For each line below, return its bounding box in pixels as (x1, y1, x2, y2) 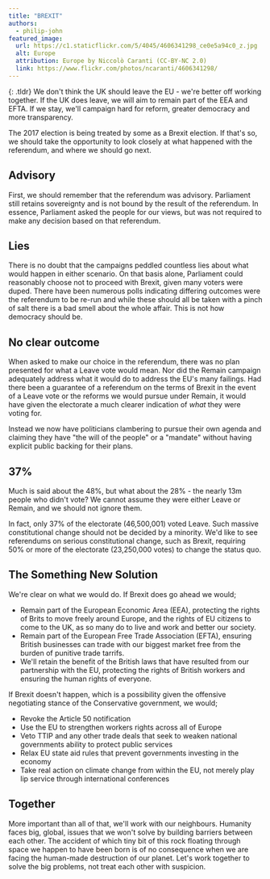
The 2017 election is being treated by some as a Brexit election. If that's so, (8, 128, 258, 137)
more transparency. (8, 112, 74, 122)
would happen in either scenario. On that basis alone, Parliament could (8, 269, 243, 279)
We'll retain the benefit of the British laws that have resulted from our (19, 656, 250, 667)
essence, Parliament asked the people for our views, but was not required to (8, 207, 262, 217)
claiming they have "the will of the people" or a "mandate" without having (8, 433, 252, 443)
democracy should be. (8, 312, 83, 322)
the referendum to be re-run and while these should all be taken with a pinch (8, 295, 263, 305)
